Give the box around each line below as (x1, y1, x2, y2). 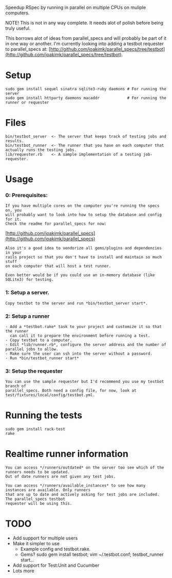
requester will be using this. (5, 501, 72, 506)
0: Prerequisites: (5, 191, 48, 199)
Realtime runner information (5, 448, 128, 460)
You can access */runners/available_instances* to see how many (5, 483, 146, 488)
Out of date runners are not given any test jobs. (5, 474, 116, 479)
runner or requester (5, 100, 50, 105)
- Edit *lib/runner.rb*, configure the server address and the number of (5, 342, 167, 347)
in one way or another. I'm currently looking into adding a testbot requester (5, 41, 164, 47)
